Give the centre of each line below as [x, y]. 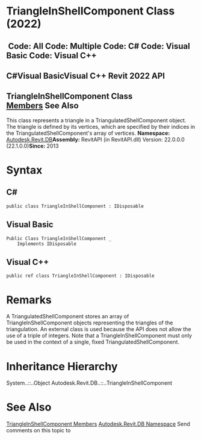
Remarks [29, 300]
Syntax [24, 170]
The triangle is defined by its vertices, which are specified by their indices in [101, 126]
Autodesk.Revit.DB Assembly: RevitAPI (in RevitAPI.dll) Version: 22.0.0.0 [95, 139]
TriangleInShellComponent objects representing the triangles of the [90, 323]
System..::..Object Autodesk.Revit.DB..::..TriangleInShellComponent [89, 383]
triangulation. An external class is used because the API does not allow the [99, 329]
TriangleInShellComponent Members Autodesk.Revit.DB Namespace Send [98, 424]
